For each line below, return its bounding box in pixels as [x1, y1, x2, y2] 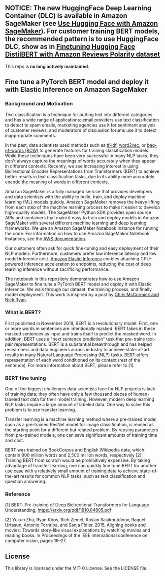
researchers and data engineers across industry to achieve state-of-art [5, 346, 150, 352]
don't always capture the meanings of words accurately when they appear [5, 158, 156, 164]
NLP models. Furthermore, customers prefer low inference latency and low [5, 250, 157, 256]
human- [133, 391, 150, 397]
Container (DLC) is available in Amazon [5, 12, 128, 20]
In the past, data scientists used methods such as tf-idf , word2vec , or [5, 142, 146, 148]
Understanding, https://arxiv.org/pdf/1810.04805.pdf [5, 507, 112, 513]
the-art [5, 473, 20, 479]
